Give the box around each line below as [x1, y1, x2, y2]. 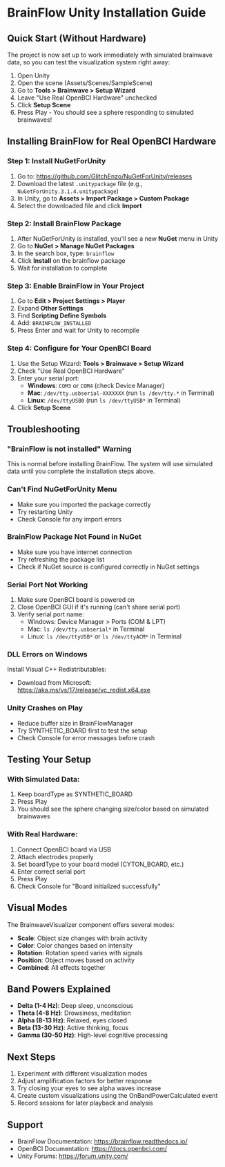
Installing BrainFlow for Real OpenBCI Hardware [7, 136, 217, 147]
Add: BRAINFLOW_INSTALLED [17, 319, 92, 327]
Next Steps [7, 1051, 56, 1063]
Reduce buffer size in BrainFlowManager [17, 719, 133, 727]
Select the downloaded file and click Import [17, 201, 142, 210]
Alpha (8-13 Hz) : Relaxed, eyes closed [17, 1016, 128, 1024]
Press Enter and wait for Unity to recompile [17, 327, 140, 335]
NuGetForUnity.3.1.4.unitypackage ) [17, 187, 119, 195]
